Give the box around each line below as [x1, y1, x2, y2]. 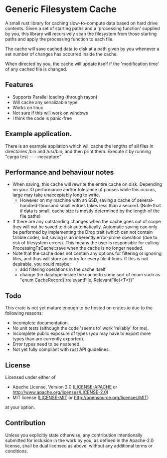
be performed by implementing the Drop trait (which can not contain [12, 229, 153, 235]
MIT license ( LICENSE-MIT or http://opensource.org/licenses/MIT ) [12, 394, 149, 400]
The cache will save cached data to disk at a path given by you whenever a [5, 46, 160, 52]
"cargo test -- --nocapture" [5, 154, 62, 160]
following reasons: [5, 310, 43, 316]
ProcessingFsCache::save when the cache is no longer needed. [12, 245, 144, 251]
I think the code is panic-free [12, 115, 72, 121]
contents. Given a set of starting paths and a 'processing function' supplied [5, 25, 161, 31]
